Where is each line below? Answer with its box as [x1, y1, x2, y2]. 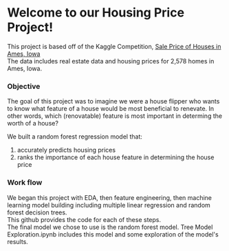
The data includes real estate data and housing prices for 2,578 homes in [7, 57, 215, 65]
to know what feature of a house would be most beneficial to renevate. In [7, 105, 215, 113]
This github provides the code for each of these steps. [7, 215, 162, 223]
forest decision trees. [7, 208, 67, 217]
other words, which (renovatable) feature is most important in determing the [7, 112, 222, 120]
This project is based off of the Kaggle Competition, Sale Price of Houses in [7, 42, 221, 50]
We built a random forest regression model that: [7, 132, 142, 141]
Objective [7, 81, 41, 91]
